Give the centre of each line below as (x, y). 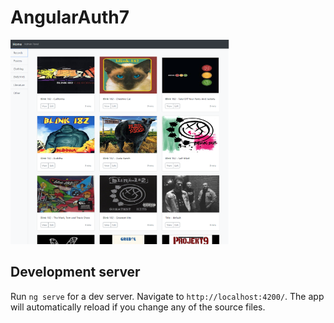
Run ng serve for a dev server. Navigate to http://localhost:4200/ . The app (167, 296)
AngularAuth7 (70, 17)
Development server (75, 272)
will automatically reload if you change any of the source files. (138, 307)
